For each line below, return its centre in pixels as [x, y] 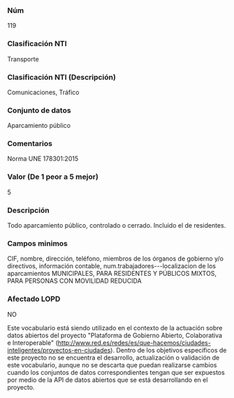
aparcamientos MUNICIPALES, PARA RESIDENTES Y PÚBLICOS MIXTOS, [112, 274]
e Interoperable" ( [32, 342]
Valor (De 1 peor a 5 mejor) [53, 177]
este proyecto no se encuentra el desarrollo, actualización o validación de [114, 358]
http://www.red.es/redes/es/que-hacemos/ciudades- [134, 342]
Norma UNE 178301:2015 [43, 159]
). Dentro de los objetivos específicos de [169, 350]
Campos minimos [38, 243]
